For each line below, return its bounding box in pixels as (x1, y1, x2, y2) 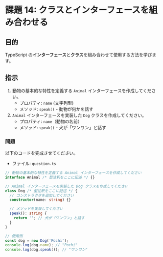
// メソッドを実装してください (9, 206, 64, 211)
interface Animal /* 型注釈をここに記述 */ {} (5, 175, 95, 180)
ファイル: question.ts (12, 161, 56, 167)
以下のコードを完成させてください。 (5, 150, 78, 156)
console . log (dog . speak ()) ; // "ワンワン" (5, 247, 88, 252)
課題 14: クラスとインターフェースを (5, 4, 149, 16)
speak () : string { (9, 211, 47, 216)
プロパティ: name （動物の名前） (19, 118, 82, 124)
